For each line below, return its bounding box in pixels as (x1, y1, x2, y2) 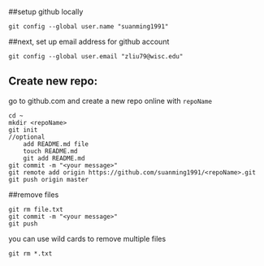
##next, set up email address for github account (8, 36, 170, 46)
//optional (8, 133, 45, 141)
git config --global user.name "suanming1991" (8, 23, 169, 31)
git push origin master (8, 175, 89, 183)
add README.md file (23, 139, 89, 148)
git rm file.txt (8, 205, 63, 213)
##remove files (8, 190, 59, 199)
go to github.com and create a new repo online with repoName (8, 96, 213, 105)
